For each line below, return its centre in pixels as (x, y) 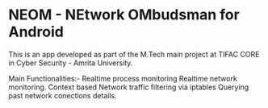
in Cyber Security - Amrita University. (71, 63)
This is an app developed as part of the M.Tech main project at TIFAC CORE (134, 54)
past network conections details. (63, 95)
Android (36, 32)
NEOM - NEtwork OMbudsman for (124, 15)
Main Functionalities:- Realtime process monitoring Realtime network (123, 78)
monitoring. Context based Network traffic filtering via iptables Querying (129, 87)
